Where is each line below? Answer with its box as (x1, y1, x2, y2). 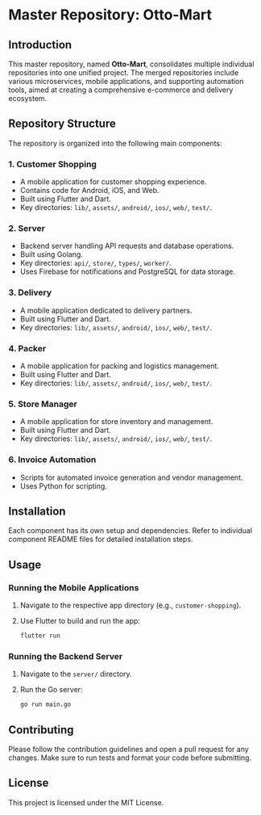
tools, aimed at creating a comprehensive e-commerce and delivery (8, 85, 234, 95)
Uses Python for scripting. (19, 481, 107, 490)
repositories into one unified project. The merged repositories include (8, 68, 239, 78)
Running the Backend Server (8, 650, 123, 662)
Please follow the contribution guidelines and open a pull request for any (8, 744, 250, 754)
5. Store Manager (8, 398, 78, 410)
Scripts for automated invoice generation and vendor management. (19, 473, 243, 482)
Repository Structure (8, 117, 117, 131)
